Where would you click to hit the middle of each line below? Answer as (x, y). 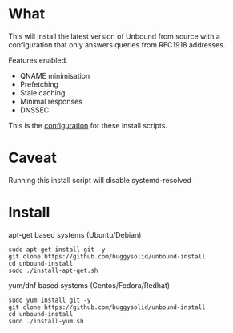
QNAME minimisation (55, 75)
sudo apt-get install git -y (57, 250)
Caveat (33, 158)
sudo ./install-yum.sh (46, 321)
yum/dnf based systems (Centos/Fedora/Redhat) (89, 285)
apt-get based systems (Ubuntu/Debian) (75, 234)
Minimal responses (51, 101)
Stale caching (42, 92)
